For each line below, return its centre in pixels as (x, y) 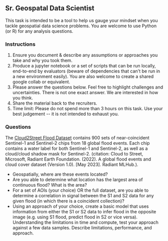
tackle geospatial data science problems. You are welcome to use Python (81, 26)
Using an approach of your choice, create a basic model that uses (80, 206)
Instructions (21, 44)
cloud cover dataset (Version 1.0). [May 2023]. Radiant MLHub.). (72, 165)
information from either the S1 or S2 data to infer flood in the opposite (84, 212)
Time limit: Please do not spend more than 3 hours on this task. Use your (88, 109)
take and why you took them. (42, 60)
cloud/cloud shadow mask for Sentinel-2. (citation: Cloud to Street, (74, 154)
